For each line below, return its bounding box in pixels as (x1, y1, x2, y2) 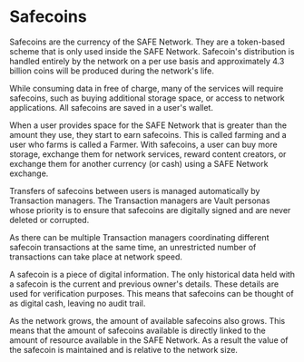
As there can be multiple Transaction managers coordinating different (9, 231, 270, 242)
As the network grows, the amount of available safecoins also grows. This (9, 315, 286, 326)
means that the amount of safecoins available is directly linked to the (9, 325, 266, 336)
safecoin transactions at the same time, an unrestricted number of (9, 241, 257, 252)
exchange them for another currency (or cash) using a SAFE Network (9, 158, 269, 169)
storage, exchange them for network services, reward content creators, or (9, 148, 287, 160)
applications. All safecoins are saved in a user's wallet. (9, 102, 213, 113)
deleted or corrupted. (9, 214, 90, 225)
